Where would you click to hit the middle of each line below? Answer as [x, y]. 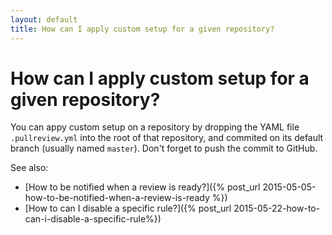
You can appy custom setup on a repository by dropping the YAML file [155, 127]
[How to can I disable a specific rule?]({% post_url [128, 208]
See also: [29, 168]
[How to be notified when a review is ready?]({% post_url [142, 187]
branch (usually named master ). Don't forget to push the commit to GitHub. [164, 148]
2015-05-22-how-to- [277, 208]
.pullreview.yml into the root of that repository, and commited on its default [167, 138]
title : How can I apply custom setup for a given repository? [142, 29]
